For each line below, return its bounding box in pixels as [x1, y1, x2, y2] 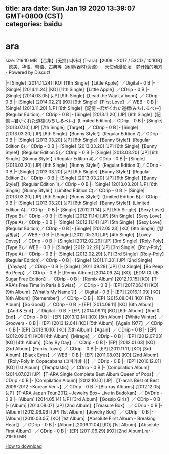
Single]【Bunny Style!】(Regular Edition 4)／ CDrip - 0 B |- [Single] [5, 156, 145, 162]
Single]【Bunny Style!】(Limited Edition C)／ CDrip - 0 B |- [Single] [5, 187, 145, 194]
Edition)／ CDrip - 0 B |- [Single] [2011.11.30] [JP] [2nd [24, 257, 137, 263]
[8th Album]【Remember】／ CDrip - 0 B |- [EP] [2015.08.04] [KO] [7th [5, 295, 153, 301]
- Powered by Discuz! [5, 69, 51, 75]
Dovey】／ [5, 238, 28, 244]
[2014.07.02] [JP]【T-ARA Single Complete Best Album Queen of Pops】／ [5, 371, 161, 377]
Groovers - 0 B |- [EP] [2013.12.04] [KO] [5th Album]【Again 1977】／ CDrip [5, 320, 163, 326]
